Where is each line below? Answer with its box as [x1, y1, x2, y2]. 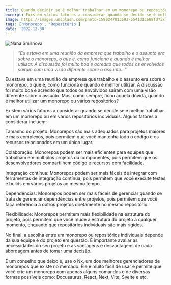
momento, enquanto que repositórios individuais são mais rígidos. [5, 222, 144, 228]
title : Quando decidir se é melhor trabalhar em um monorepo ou [5, 7, 145, 13]
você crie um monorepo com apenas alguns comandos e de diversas [5, 269, 150, 275]
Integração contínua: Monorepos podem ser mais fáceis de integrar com [5, 170, 157, 176]
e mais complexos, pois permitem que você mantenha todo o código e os [5, 134, 159, 140]
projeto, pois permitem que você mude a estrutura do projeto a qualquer [5, 217, 157, 223]
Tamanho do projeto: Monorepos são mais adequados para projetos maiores [5, 128, 166, 135]
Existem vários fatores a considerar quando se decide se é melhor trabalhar [5, 108, 164, 114]
